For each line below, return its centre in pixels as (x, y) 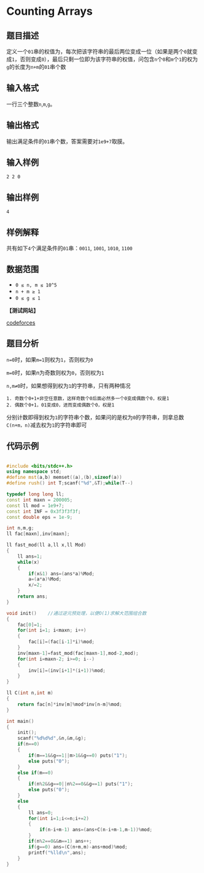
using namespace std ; (34, 472)
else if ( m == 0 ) (35, 773)
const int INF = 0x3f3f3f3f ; (44, 512)
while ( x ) (29, 562)
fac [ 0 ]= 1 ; (30, 625)
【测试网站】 (22, 310)
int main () (20, 721)
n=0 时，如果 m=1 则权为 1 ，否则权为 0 (50, 359)
